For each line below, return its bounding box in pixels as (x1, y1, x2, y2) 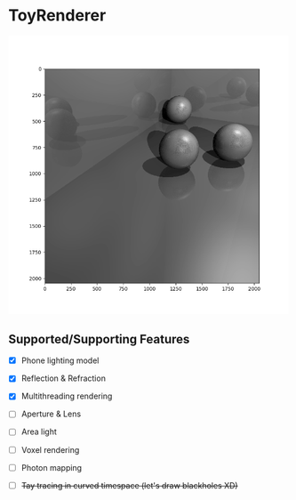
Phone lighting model (20, 355, 100, 366)
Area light (20, 426, 57, 437)
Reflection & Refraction (20, 373, 106, 383)
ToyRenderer (8, 5, 107, 26)
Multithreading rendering (20, 391, 113, 401)
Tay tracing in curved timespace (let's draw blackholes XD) (20, 480, 238, 490)
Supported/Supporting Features (8, 331, 190, 347)
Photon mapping (20, 462, 82, 472)
